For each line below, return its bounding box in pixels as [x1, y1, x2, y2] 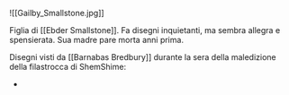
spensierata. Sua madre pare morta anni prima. [9, 35, 185, 45]
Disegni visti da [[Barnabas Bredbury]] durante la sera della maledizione [9, 52, 276, 62]
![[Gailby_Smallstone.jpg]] [9, 8, 105, 18]
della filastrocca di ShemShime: [9, 62, 127, 72]
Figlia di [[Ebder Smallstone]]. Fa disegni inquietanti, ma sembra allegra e [9, 25, 281, 35]
